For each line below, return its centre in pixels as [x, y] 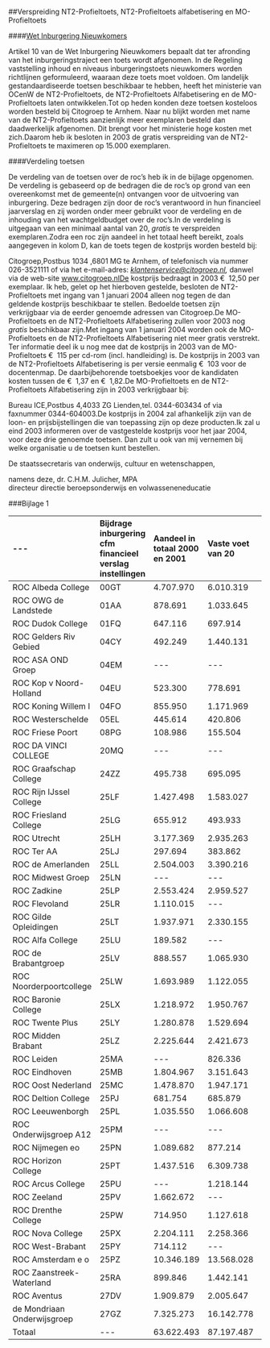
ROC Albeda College [51, 587]
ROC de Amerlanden [51, 864]
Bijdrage [116, 523]
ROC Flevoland [41, 904]
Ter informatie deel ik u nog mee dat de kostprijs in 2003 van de [115, 347]
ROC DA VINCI [40, 745]
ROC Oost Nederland [52, 1085]
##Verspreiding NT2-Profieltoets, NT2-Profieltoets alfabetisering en [121, 12]
